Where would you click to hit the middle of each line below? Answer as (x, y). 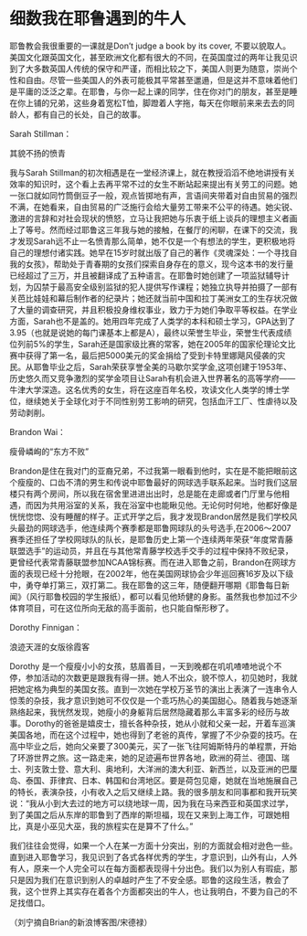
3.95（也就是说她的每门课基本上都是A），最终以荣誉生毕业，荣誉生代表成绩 (151, 332)
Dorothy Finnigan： (46, 627)
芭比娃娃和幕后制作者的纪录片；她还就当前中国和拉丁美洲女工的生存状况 (153, 298)
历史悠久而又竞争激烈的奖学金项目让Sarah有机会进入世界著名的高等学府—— (153, 378)
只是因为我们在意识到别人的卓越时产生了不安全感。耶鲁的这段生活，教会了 (149, 879)
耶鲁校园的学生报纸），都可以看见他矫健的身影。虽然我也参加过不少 (171, 596)
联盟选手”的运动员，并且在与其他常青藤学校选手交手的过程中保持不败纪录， (152, 550)
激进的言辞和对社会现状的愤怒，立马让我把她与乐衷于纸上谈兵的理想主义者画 (153, 218)
